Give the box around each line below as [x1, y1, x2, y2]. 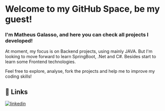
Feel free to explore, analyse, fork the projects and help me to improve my [5, 68, 155, 74]
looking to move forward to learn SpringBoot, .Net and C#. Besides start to [5, 54, 156, 60]
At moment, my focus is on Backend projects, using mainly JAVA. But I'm [5, 48, 153, 54]
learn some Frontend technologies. [5, 59, 76, 65]
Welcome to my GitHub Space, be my [5, 3, 160, 15]
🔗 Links [5, 88, 28, 96]
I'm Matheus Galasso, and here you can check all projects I [5, 31, 149, 38]
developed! [5, 38, 33, 44]
